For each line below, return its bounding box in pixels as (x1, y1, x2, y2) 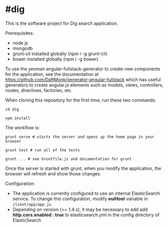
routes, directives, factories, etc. (5, 87, 73, 93)
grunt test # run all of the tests (5, 148, 80, 153)
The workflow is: (5, 124, 40, 130)
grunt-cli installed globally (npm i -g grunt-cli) (12, 51, 107, 57)
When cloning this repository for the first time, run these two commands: (5, 97, 156, 103)
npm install (5, 115, 30, 121)
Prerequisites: (5, 30, 34, 36)
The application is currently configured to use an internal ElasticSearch (12, 190, 160, 196)
